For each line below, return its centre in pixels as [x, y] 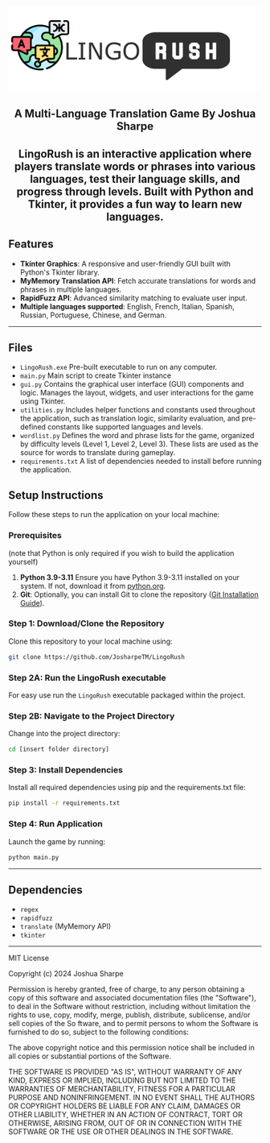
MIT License [29, 958]
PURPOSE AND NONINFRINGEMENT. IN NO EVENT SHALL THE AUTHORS [132, 1098]
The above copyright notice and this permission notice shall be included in [131, 1048]
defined [33, 427]
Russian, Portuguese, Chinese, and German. [93, 315]
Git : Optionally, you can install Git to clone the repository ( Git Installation [139, 594]
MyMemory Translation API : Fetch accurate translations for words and [138, 280]
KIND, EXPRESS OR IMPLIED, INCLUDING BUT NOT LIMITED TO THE [122, 1080]
